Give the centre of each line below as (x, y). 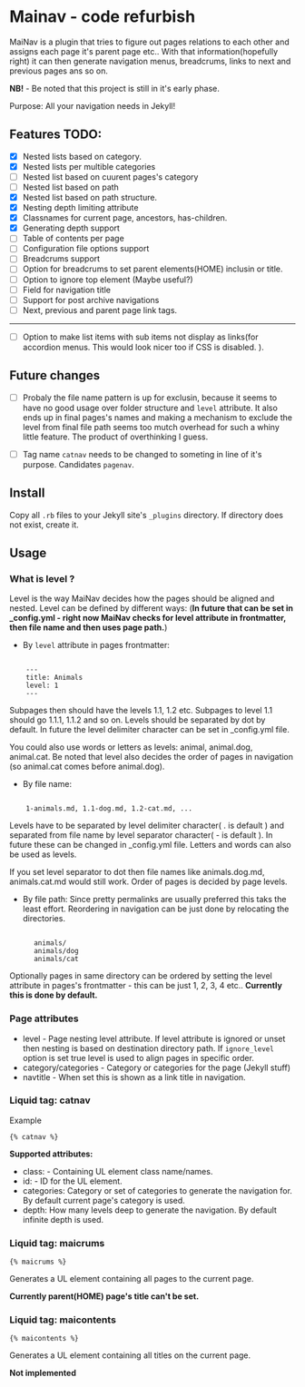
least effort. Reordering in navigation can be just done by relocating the (156, 909)
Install (27, 493)
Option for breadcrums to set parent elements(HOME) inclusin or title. (152, 269)
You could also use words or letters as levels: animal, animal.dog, (131, 747)
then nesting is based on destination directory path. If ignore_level (148, 1048)
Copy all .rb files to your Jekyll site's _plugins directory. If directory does (147, 515)
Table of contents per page (73, 239)
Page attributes (44, 1018)
